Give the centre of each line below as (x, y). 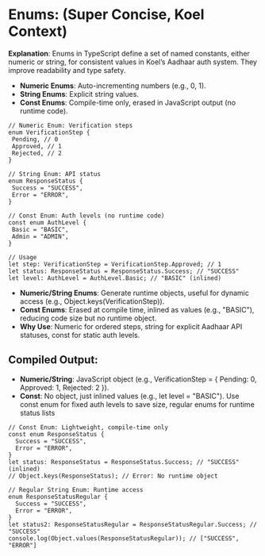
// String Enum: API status (55, 174)
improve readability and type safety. (67, 70)
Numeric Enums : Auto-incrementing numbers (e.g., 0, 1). (113, 86)
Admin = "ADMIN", (40, 236)
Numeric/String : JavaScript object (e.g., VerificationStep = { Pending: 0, (138, 379)
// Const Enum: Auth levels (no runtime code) (86, 216)
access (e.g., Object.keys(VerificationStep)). (92, 301)
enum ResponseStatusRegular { (58, 497)
